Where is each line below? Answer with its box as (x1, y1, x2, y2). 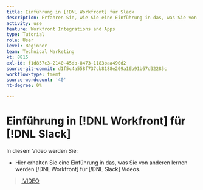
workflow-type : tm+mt (6, 71, 61, 77)
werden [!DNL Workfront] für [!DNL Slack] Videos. (15, 165, 141, 172)
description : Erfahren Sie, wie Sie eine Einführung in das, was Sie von (6, 15, 198, 21)
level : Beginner (6, 43, 47, 49)
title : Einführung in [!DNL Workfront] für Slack (6, 9, 135, 15)
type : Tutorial (6, 32, 45, 38)
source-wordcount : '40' (6, 77, 67, 83)
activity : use (6, 20, 43, 26)
